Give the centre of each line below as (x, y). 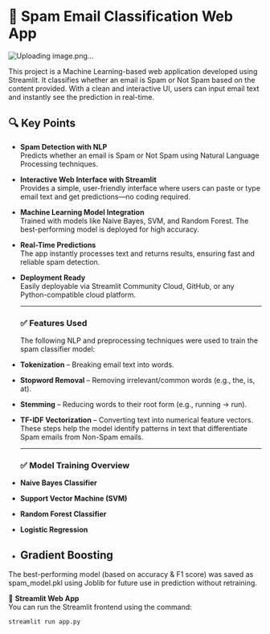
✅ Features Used (53, 323)
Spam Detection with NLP (63, 146)
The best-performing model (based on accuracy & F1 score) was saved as (131, 574)
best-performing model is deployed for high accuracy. (109, 229)
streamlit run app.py (45, 622)
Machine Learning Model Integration (82, 212)
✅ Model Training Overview (75, 465)
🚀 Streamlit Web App (44, 599)
